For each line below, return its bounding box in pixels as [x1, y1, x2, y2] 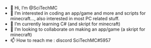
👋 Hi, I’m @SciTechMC [10, 5, 58, 11]
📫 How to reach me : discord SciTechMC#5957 [10, 37, 111, 43]
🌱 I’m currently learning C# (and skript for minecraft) [10, 21, 121, 27]
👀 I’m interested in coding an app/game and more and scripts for [10, 10, 146, 16]
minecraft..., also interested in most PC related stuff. [10, 16, 120, 21]
